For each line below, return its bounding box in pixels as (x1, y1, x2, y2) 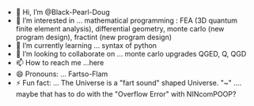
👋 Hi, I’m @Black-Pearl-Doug (15, 8, 111, 16)
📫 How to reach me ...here (15, 58, 104, 67)
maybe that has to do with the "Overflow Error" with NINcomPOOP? (15, 90, 237, 98)
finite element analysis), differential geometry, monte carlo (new (15, 24, 225, 33)
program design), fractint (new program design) (15, 32, 172, 42)
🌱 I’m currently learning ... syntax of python (15, 41, 157, 50)
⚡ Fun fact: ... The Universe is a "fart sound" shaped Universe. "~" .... (15, 79, 242, 87)
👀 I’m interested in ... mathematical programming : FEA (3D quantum (15, 16, 237, 25)
